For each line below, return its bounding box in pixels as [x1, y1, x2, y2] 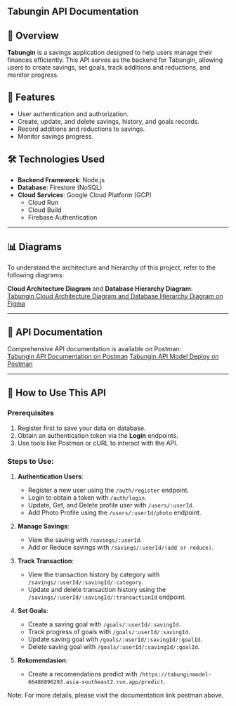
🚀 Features [7, 91, 55, 103]
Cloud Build [27, 206, 62, 214]
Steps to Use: [7, 457, 54, 467]
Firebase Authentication [27, 213, 98, 221]
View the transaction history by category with [27, 570, 160, 579]
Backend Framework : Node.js [17, 175, 105, 184]
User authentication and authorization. [17, 110, 129, 118]
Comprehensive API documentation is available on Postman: [7, 345, 182, 353]
